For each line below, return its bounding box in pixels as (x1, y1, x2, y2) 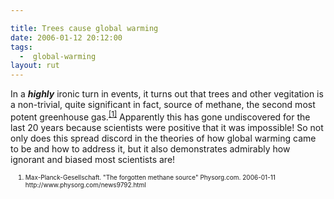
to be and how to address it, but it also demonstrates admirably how (10, 142, 291, 155)
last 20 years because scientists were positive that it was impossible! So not (10, 121, 324, 133)
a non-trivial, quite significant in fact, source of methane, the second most (10, 99, 316, 111)
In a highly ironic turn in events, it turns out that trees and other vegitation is (10, 88, 324, 100)
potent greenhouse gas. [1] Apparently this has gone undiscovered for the (10, 109, 311, 123)
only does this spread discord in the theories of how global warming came (10, 132, 317, 144)
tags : (10, 42, 33, 52)
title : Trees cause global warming (10, 23, 159, 33)
